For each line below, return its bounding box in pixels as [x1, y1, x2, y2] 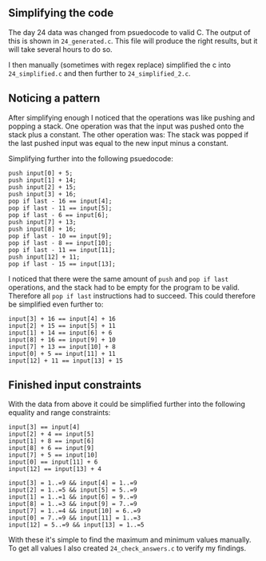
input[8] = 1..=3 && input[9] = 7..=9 [8, 500, 137, 508]
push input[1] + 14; [8, 176, 77, 184]
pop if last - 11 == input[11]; [8, 246, 116, 254]
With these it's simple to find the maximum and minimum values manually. [8, 535, 252, 545]
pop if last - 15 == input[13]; [8, 259, 116, 268]
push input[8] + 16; [8, 225, 77, 233]
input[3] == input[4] [8, 423, 81, 432]
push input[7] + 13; [8, 218, 77, 226]
